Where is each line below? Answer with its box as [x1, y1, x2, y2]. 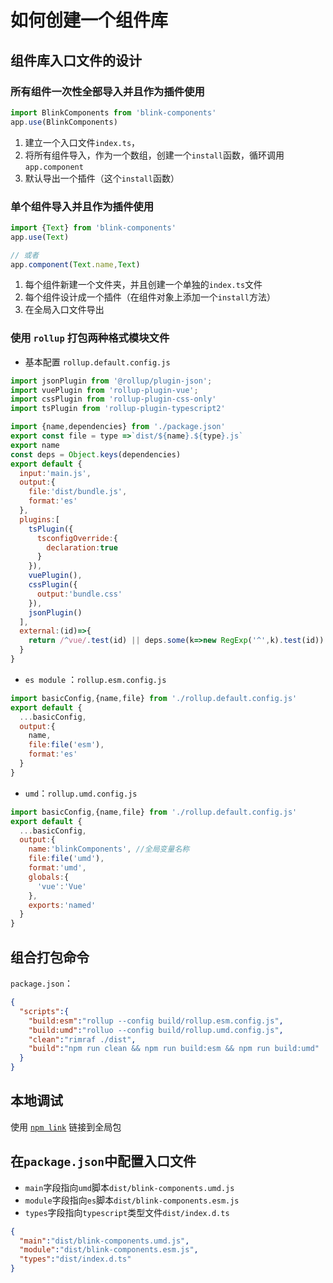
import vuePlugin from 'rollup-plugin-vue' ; [10, 385, 199, 395]
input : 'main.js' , [19, 468, 92, 478]
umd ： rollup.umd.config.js [24, 787, 138, 799]
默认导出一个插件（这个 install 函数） [24, 172, 180, 184]
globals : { [28, 872, 70, 882]
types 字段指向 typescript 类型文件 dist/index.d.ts [24, 1206, 230, 1218]
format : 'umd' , [28, 863, 87, 873]
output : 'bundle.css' [36, 589, 123, 599]
